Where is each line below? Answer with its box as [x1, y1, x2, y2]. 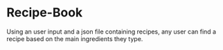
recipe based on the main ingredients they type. [6, 34, 143, 42]
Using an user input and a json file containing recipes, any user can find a [6, 27, 216, 36]
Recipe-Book [6, 5, 83, 21]
